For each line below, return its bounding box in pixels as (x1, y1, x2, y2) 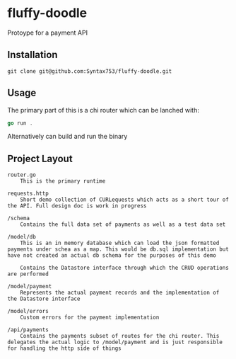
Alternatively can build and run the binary (7, 132, 128, 141)
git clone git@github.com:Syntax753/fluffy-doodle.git (7, 67, 172, 75)
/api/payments (7, 326, 49, 334)
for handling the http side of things (7, 345, 122, 352)
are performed (7, 270, 49, 278)
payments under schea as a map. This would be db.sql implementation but (7, 246, 230, 253)
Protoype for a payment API (7, 28, 88, 37)
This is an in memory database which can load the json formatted (20, 239, 220, 247)
